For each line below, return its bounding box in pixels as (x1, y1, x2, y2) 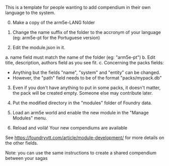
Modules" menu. (12, 115, 47, 121)
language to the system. (5, 10, 55, 16)
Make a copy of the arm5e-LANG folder (12, 20, 95, 25)
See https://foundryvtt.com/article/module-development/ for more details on (5, 135, 164, 141)
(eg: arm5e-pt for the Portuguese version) (12, 35, 100, 40)
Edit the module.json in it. (12, 45, 66, 50)
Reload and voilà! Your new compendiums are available (12, 125, 128, 131)
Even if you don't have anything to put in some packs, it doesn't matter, (12, 85, 161, 91)
